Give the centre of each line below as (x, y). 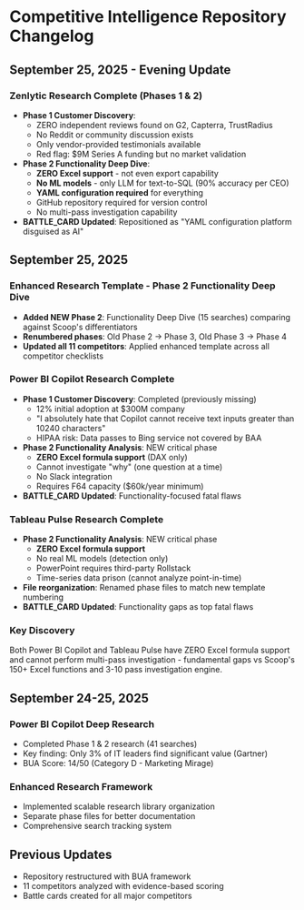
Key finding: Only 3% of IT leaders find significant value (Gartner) (145, 753)
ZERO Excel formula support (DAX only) (112, 457)
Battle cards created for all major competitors (107, 896)
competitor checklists (63, 356)
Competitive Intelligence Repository (148, 17)
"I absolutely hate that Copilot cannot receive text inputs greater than (165, 418)
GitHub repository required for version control (122, 202)
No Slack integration (74, 476)
